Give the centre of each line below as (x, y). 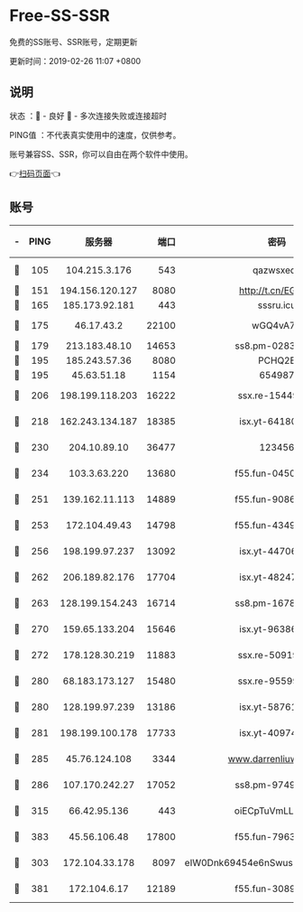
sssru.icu (277, 305)
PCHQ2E (277, 360)
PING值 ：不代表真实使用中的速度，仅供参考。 (95, 135)
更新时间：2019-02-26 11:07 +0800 (75, 60)
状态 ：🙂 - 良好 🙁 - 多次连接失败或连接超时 (88, 116)
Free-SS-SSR (60, 16)
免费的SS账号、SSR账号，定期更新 (73, 42)
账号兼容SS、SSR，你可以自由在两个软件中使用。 (101, 154)
